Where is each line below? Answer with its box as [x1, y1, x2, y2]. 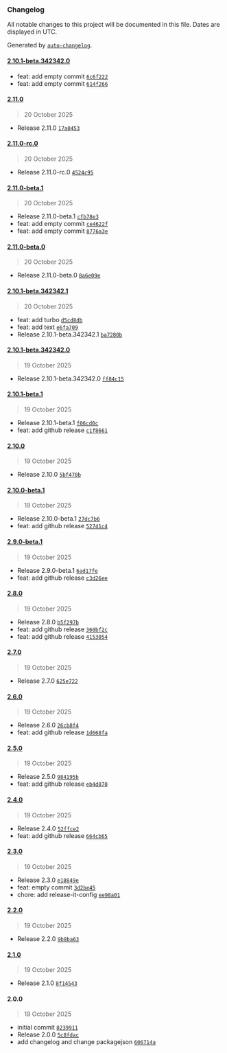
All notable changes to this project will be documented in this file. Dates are [7, 21, 221, 29]
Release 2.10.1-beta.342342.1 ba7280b [16, 330, 123, 338]
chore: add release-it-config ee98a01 [16, 890, 121, 898]
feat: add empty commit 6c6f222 [16, 72, 108, 80]
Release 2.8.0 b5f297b [16, 618, 79, 626]
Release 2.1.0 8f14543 [16, 979, 77, 987]
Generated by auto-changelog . [7, 41, 93, 49]
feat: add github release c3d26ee [16, 574, 108, 582]
